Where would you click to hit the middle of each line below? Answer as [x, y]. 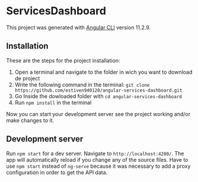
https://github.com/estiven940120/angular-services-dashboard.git [98, 90]
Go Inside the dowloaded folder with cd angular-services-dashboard [98, 96]
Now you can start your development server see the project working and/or [98, 114]
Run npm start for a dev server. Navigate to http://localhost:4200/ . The [95, 153]
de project [27, 78]
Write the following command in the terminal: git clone [82, 84]
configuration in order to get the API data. [57, 172]
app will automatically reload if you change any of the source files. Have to [97, 159]
